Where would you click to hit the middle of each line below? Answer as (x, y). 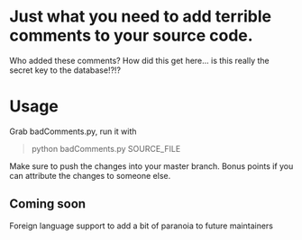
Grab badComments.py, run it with (73, 131)
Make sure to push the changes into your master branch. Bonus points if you (151, 166)
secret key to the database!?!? (65, 70)
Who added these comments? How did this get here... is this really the (139, 60)
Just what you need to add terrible (141, 17)
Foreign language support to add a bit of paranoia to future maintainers (141, 226)
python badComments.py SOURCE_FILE (106, 148)
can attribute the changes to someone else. (90, 175)
